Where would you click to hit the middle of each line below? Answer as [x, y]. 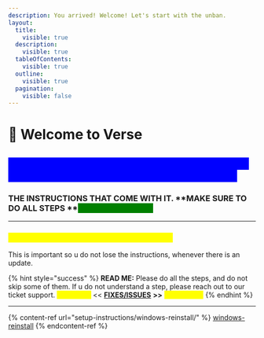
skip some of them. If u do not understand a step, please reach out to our [126, 287]
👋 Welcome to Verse [75, 135]
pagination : [35, 88]
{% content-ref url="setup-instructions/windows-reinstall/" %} [110, 318]
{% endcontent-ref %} [71, 326]
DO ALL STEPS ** [43, 208]
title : [26, 30]
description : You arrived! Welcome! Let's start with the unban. [117, 15]
